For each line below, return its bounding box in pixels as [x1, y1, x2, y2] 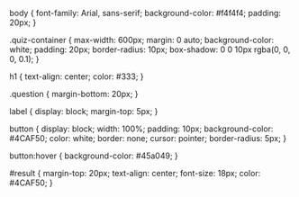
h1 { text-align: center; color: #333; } [9, 71, 144, 82]
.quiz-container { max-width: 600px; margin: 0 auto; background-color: [9, 35, 275, 45]
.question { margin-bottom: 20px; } [9, 89, 139, 99]
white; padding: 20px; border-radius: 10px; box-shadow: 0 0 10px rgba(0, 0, [9, 44, 291, 55]
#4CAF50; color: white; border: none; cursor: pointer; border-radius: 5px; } [9, 133, 286, 143]
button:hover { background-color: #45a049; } [9, 150, 178, 161]
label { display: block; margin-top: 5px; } [9, 106, 159, 116]
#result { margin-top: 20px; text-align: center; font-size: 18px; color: [9, 168, 261, 178]
